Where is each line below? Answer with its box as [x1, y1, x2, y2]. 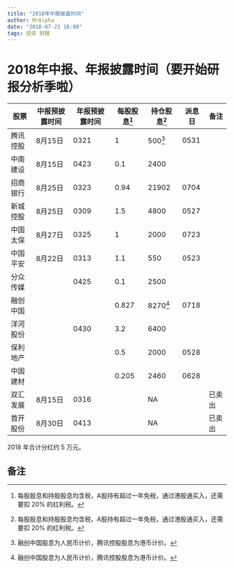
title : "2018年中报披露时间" [7, 10, 85, 17]
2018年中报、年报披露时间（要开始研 [7, 62, 219, 77]
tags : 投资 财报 [7, 29, 50, 37]
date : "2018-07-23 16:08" [7, 23, 82, 30]
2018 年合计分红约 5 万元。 [7, 442, 85, 451]
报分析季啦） [7, 80, 81, 95]
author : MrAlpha [7, 17, 54, 24]
